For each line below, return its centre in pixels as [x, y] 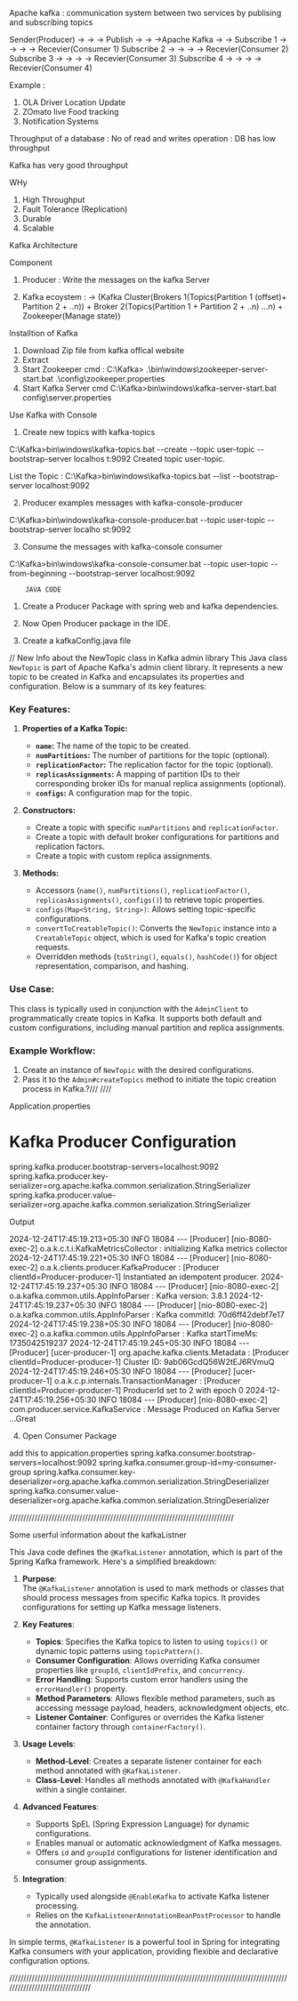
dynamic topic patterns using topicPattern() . [119, 1650]
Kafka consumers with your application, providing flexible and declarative [144, 1951]
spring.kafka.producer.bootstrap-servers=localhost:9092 [114, 1166]
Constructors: [48, 811]
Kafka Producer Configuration [123, 1142]
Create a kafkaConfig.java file [77, 641]
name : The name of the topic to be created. [113, 746]
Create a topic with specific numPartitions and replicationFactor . [157, 827]
